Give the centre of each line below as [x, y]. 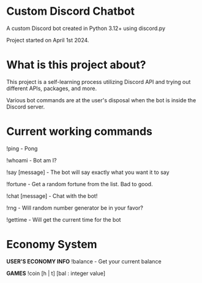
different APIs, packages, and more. [51, 88]
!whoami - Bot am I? [32, 160]
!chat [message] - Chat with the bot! [52, 196]
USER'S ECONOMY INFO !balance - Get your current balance [84, 261]
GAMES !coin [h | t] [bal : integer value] [56, 273]
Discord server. [26, 107]
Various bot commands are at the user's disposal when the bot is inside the [101, 100]
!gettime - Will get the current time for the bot [64, 219]
